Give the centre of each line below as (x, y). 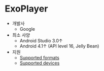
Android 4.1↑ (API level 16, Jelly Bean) (59, 46)
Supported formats (39, 57)
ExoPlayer (26, 9)
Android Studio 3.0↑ (41, 40)
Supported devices (40, 63)
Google (27, 29)
